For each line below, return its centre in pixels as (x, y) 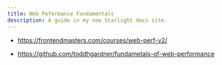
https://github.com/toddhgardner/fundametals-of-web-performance (116, 54)
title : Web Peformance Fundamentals (61, 14)
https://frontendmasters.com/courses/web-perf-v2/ (92, 40)
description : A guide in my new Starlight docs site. (88, 20)
